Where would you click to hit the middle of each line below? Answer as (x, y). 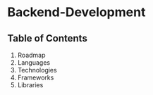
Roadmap (31, 55)
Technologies (37, 70)
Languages (34, 63)
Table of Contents (48, 38)
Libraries (30, 85)
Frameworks (36, 77)
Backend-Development (76, 12)
